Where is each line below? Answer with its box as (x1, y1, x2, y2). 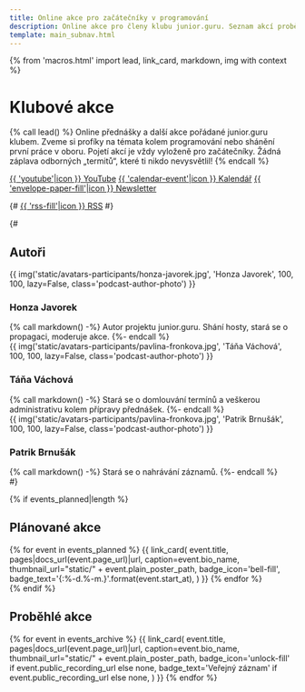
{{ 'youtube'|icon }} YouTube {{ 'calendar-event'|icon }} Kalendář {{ (9, 174, 261, 185)
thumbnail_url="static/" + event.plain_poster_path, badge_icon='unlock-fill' (9, 652, 290, 664)
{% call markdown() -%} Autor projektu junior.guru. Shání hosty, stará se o (9, 322, 289, 333)
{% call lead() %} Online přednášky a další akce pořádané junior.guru (9, 126, 268, 137)
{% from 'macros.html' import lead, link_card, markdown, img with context (9, 55, 288, 66)
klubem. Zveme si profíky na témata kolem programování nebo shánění (9, 136, 275, 147)
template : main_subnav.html (9, 30, 116, 39)
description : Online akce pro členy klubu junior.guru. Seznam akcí (9, 22, 274, 31)
